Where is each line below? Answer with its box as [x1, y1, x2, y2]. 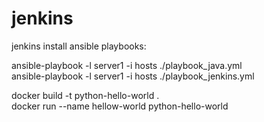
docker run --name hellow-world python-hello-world [11, 100, 229, 112]
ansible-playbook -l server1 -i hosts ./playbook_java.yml [11, 59, 243, 71]
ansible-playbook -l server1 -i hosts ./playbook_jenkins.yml [11, 70, 255, 82]
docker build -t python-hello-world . [11, 89, 160, 101]
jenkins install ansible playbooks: [11, 40, 147, 52]
